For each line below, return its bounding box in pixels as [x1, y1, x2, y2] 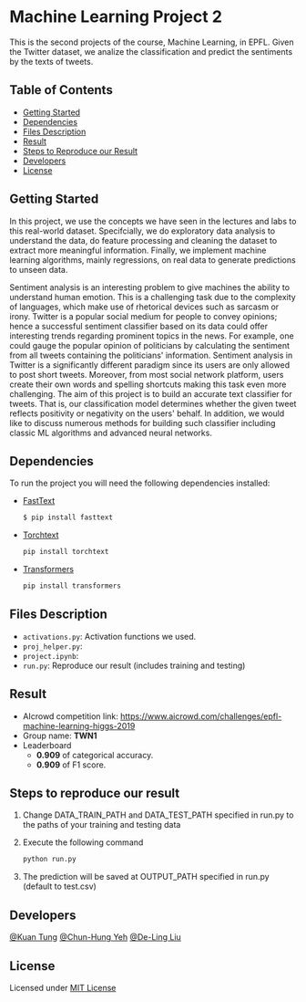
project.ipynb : [22, 650, 79, 661]
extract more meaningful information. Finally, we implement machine [9, 245, 267, 256]
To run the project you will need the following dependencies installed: [9, 477, 270, 489]
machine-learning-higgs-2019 [22, 720, 136, 731]
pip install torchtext [22, 548, 109, 557]
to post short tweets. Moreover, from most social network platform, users [9, 369, 284, 380]
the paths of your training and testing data [22, 819, 181, 830]
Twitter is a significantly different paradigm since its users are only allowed [9, 359, 290, 371]
